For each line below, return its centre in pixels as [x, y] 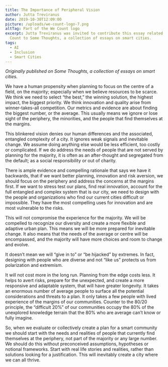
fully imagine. [19, 318]
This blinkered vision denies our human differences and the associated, [79, 134]
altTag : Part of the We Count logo [43, 29]
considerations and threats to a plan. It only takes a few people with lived [81, 297]
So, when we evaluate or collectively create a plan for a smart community [81, 328]
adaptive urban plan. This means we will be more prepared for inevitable [80, 228]
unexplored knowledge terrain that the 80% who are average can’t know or [83, 313]
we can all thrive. [23, 360]
